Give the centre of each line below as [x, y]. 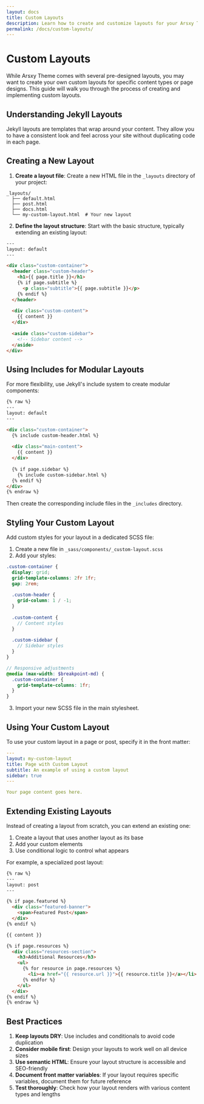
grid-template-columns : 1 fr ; [54, 685]
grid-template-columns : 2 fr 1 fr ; [54, 578]
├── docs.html [29, 209]
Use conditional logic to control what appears [72, 850]
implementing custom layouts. [44, 95]
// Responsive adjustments [40, 668]
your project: [31, 182]
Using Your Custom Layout [58, 727]
